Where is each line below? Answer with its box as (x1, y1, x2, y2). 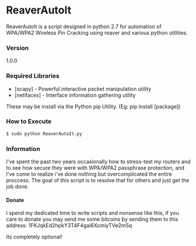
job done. (6, 183, 29, 190)
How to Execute (6, 117, 51, 126)
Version (6, 43, 29, 52)
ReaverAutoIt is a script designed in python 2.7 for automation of (6, 23, 162, 30)
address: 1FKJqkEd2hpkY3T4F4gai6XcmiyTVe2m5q (6, 222, 132, 229)
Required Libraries (6, 72, 60, 80)
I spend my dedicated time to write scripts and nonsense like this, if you (6, 210, 180, 217)
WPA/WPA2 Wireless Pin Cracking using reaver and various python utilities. (6, 29, 188, 36)
